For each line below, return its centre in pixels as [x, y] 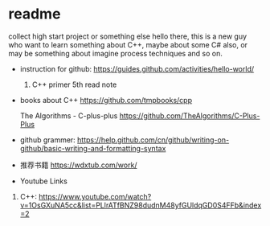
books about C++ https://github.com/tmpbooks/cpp [106, 100]
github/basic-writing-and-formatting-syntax [93, 148]
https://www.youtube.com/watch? [95, 196]
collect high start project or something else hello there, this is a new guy [128, 36]
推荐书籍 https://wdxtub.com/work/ [78, 165]
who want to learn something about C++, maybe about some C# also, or [128, 44]
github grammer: [48, 140]
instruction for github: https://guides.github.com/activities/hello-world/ [137, 68]
